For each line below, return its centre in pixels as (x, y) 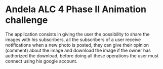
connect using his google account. (41, 61)
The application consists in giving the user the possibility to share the (77, 34)
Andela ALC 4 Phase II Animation (76, 9)
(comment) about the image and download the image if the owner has (78, 50)
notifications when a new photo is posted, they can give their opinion (77, 45)
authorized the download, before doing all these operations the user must (82, 56)
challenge (27, 20)
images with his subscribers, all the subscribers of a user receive (73, 40)
